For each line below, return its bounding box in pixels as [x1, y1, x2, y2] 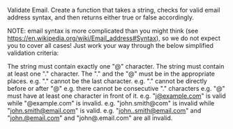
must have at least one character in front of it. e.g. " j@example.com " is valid [7, 92, 227, 100]
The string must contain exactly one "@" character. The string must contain [7, 62, 225, 70]
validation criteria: [7, 49, 59, 57]
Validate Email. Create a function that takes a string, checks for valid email [7, 6, 220, 14]
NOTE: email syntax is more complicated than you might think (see [7, 27, 199, 35]
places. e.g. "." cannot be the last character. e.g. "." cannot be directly [7, 77, 207, 85]
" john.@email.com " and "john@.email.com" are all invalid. [7, 114, 173, 122]
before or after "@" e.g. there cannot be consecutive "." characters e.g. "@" [7, 85, 225, 92]
